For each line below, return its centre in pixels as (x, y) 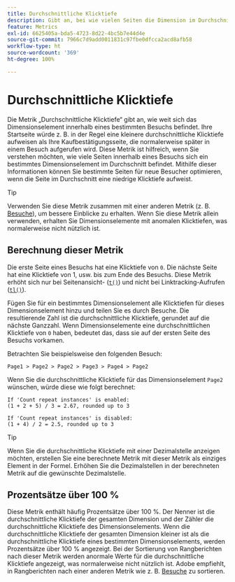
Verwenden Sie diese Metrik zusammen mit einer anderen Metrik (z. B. (109, 206)
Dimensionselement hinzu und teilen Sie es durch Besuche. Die (98, 310)
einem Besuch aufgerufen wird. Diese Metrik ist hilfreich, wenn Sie (103, 149)
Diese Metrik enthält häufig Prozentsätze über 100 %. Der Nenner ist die (111, 512)
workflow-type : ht (34, 46)
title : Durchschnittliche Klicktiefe (62, 14)
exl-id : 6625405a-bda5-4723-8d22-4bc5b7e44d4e (76, 33)
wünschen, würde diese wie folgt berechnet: (72, 387)
